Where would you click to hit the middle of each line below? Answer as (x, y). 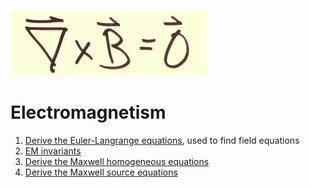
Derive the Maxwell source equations (101, 172)
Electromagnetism (88, 112)
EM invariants (53, 151)
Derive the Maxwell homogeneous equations (117, 161)
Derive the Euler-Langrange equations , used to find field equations (162, 140)
